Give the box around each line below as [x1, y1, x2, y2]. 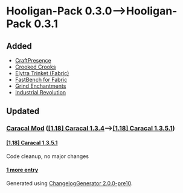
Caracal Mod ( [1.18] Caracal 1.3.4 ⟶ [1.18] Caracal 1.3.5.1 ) [6, 124, 175, 133]
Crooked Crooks [14, 63, 56, 70]
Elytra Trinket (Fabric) [14, 70, 69, 76]
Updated [6, 106, 40, 117]
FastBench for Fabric [14, 76, 68, 83]
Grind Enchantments [14, 82, 66, 90]
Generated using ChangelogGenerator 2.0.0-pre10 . [6, 179, 133, 187]
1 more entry [6, 167, 39, 174]
